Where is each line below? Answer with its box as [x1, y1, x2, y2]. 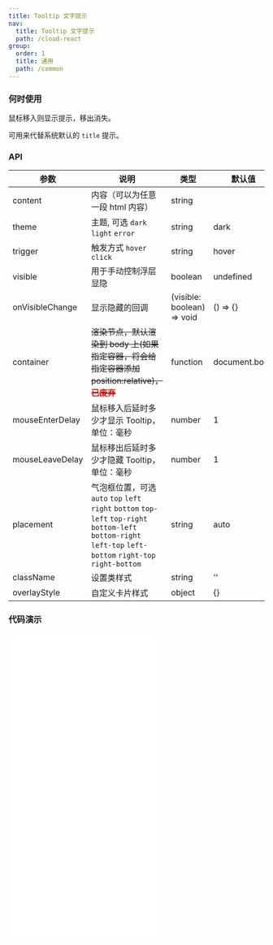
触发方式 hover [90, 242, 147, 254]
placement [12, 519, 54, 531]
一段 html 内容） [90, 202, 153, 213]
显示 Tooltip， [106, 415, 161, 427]
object [171, 587, 196, 598]
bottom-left [90, 523, 137, 532]
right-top [118, 551, 156, 561]
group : [8, 42, 31, 50]
